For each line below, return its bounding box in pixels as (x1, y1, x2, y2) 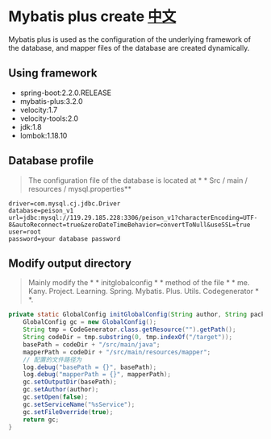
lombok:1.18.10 (19, 130, 68, 140)
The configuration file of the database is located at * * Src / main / (27, 175, 248, 185)
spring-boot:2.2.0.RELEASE (19, 88, 111, 97)
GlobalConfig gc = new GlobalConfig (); (23, 318, 157, 326)
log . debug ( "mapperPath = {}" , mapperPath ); (23, 371, 172, 379)
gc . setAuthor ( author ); (23, 386, 99, 394)
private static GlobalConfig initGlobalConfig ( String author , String (8, 311, 248, 319)
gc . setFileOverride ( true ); (23, 408, 114, 416)
